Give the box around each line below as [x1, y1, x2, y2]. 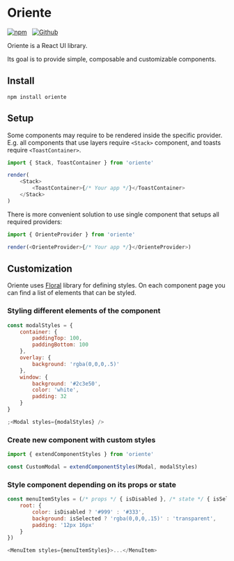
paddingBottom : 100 [32, 341, 89, 349]
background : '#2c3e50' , [32, 380, 101, 387]
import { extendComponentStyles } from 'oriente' [7, 451, 155, 458]
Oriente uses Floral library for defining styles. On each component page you [7, 281, 226, 290]
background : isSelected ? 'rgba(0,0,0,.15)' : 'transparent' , [32, 515, 217, 522]
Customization [7, 262, 73, 274]
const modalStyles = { [7, 322, 73, 329]
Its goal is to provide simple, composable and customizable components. [7, 54, 217, 63]
